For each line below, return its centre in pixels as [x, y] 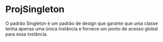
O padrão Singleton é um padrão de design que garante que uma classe [82, 23]
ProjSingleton [35, 9]
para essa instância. [26, 34]
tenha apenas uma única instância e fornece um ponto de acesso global [82, 28]
